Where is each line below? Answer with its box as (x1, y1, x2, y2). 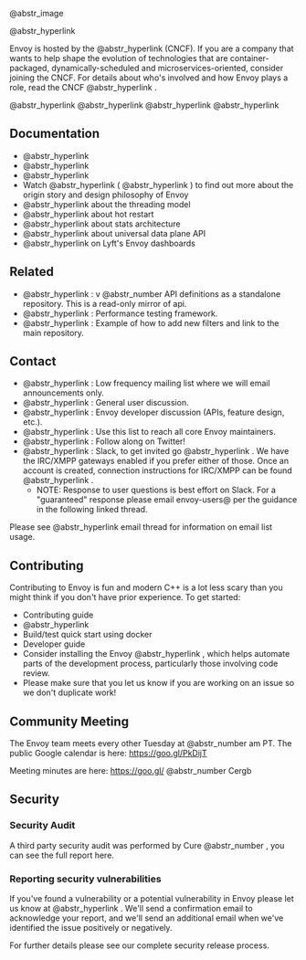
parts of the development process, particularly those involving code (22, 658, 279, 670)
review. (22, 668, 50, 679)
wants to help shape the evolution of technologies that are (9, 53, 228, 63)
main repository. (22, 327, 85, 338)
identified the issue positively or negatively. (9, 923, 173, 934)
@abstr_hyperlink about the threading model (22, 198, 191, 209)
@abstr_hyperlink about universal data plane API (22, 227, 206, 238)
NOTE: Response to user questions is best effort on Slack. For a (36, 484, 277, 496)
